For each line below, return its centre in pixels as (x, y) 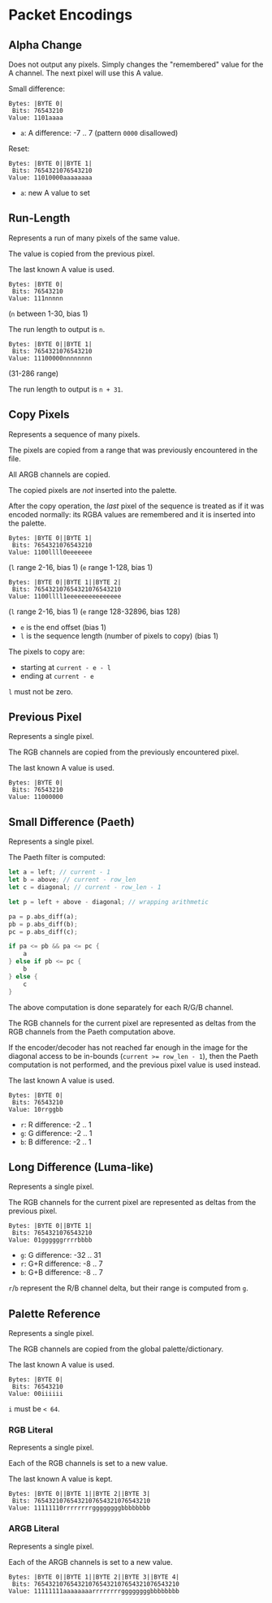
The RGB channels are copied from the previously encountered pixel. (124, 752)
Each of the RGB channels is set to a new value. (88, 1463)
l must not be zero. (41, 691)
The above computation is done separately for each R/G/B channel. (121, 1007)
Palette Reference (55, 1314)
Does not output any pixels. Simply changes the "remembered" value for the (136, 64)
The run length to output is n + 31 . (66, 389)
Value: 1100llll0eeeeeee (50, 552)
